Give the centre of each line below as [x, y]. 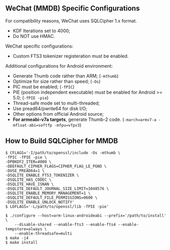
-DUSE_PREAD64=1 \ [25, 171]
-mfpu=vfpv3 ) [68, 124]
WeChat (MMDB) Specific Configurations [73, 8]
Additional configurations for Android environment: [59, 66]
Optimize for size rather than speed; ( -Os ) [57, 81]
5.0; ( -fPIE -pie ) [31, 97]
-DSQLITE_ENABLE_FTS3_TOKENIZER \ [42, 175]
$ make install [22, 242]
